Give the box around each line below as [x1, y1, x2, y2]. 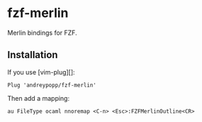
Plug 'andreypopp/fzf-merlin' [7, 82, 97, 89]
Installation [7, 49, 58, 61]
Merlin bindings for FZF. [7, 28, 77, 37]
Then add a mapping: [7, 94, 69, 102]
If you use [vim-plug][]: [7, 67, 76, 76]
